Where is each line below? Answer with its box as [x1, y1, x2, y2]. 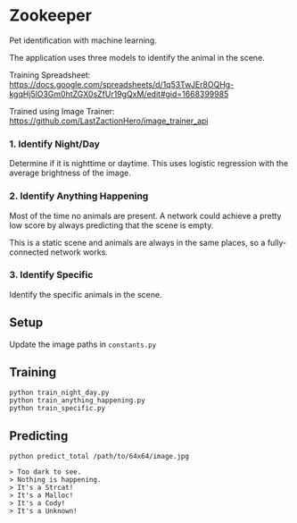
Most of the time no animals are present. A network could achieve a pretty [9, 210, 282, 221]
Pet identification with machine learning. [9, 35, 158, 46]
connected [9, 247, 49, 257]
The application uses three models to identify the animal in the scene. [9, 52, 265, 63]
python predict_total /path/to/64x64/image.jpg [9, 452, 190, 461]
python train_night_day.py [9, 388, 110, 398]
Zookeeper [9, 5, 92, 26]
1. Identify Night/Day [9, 138, 101, 150]
